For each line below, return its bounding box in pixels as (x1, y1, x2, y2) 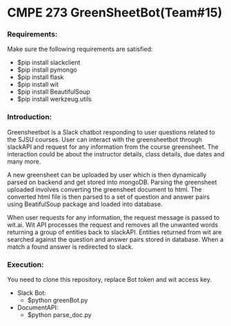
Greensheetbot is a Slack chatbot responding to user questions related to (7, 128, 215, 136)
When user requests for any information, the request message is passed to (7, 213, 220, 221)
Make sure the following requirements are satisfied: (7, 45, 153, 53)
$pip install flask (17, 73, 64, 81)
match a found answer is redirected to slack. (7, 243, 134, 251)
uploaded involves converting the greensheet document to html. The (7, 185, 202, 194)
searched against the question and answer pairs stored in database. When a (7, 235, 224, 243)
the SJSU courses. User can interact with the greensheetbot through (7, 135, 202, 143)
